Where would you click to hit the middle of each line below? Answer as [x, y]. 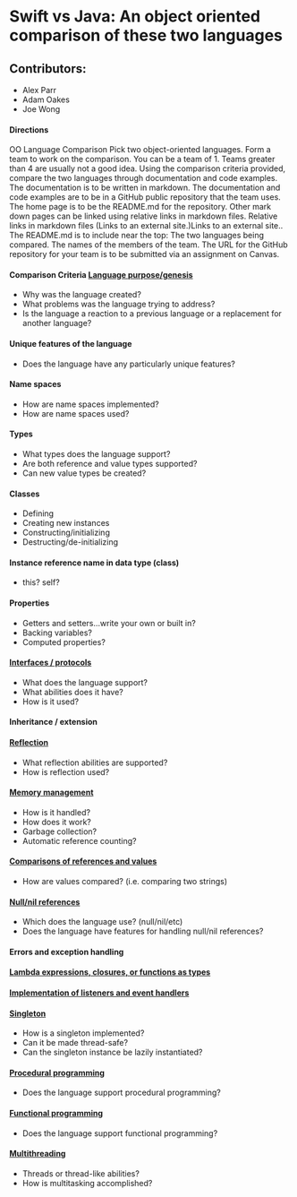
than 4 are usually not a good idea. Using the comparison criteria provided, [148, 168]
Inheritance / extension [54, 722]
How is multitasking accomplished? [87, 1183]
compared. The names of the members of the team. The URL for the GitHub [148, 245]
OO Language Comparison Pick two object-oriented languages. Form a [140, 150]
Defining [38, 513]
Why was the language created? [81, 295]
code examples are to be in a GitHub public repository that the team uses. [145, 197]
